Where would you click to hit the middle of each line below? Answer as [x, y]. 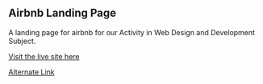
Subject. [22, 41]
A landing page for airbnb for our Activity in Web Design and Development [132, 32]
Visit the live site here [44, 56]
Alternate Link [31, 72]
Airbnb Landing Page [63, 13]
